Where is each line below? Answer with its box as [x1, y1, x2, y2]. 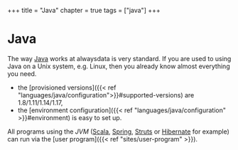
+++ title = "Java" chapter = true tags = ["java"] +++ [7, 6, 161, 14]
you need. [7, 69, 37, 77]
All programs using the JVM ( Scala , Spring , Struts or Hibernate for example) [7, 127, 229, 136]
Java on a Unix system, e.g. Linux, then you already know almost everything [7, 62, 230, 70]
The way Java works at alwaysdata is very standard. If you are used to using [7, 54, 232, 63]
